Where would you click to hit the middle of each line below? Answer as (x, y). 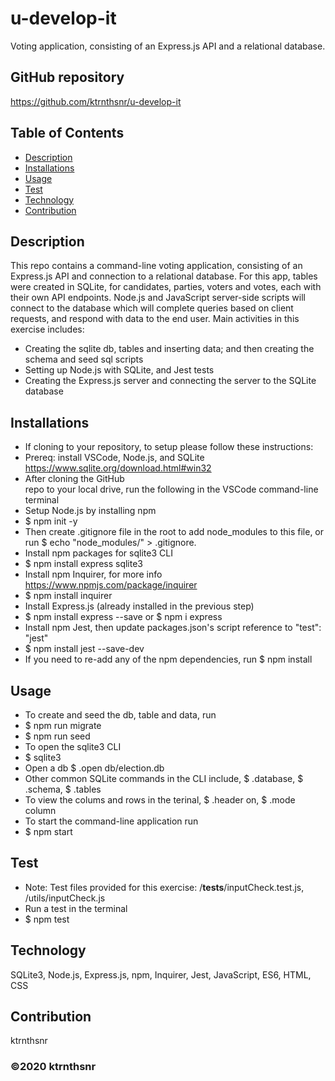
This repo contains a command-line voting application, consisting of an (156, 266)
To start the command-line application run (111, 821)
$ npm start (48, 831)
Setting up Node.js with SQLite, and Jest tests (119, 370)
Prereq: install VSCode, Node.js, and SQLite (114, 458)
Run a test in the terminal (76, 908)
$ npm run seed (57, 736)
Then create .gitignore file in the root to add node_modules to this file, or (174, 532)
